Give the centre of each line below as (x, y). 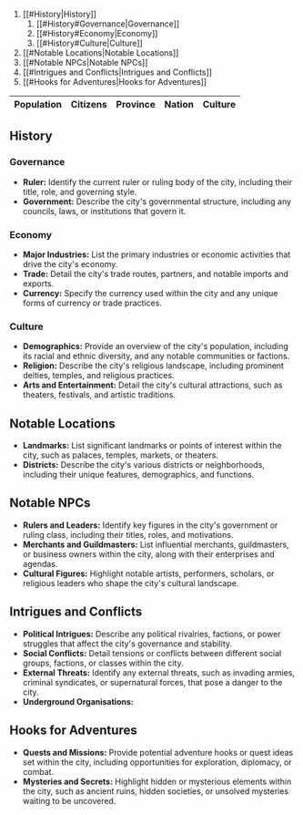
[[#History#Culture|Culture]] (89, 43)
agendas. (40, 563)
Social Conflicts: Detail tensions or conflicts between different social (152, 653)
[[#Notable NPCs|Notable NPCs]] (85, 62)
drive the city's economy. (70, 263)
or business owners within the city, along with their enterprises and (148, 554)
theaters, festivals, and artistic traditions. (99, 395)
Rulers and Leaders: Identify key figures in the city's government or (150, 525)
